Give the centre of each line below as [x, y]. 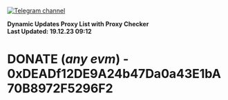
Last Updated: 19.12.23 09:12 [49, 31]
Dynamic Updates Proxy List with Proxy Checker [78, 24]
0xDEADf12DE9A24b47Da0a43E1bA [114, 74]
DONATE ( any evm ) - [68, 59]
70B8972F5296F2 [60, 89]
